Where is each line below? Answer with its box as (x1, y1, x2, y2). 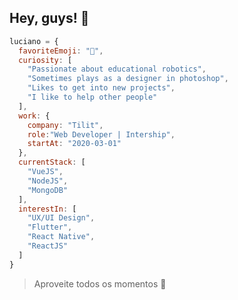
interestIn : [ (18, 204, 77, 214)
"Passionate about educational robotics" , (27, 64, 207, 75)
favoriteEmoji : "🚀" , (18, 46, 104, 56)
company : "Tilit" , (27, 120, 104, 130)
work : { (18, 111, 51, 121)
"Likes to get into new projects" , (27, 83, 176, 93)
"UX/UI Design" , (27, 213, 96, 223)
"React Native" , (27, 232, 96, 242)
